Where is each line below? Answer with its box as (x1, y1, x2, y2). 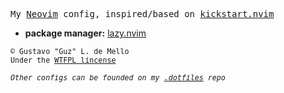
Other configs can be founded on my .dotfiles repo (10, 73, 226, 83)
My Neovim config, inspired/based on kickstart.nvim (10, 9, 275, 19)
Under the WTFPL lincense (10, 55, 117, 65)
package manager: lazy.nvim (24, 27, 147, 39)
